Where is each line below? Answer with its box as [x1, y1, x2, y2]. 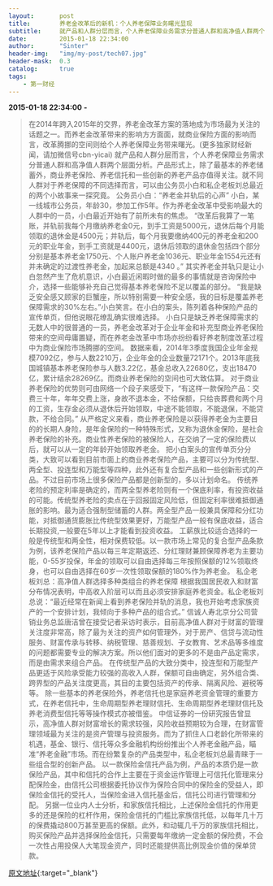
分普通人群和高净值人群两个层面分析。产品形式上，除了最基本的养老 [28, 159, 257, 169]
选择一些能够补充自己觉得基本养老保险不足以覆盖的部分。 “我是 [42, 281, 254, 291]
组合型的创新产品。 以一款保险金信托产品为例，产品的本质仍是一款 [35, 759, 258, 769]
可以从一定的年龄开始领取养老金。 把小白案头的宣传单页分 [50, 444, 245, 454]
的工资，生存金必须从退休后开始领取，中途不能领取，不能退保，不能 [28, 403, 257, 413]
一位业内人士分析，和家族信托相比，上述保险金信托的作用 [58, 800, 252, 810]
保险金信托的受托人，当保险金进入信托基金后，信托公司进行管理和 [28, 789, 249, 799]
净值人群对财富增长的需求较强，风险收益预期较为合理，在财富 [50, 719, 257, 728]
